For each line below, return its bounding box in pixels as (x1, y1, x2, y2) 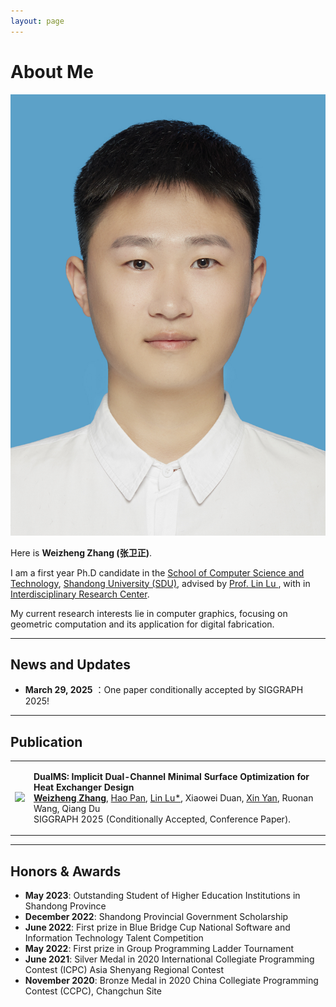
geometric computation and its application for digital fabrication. (10, 618, 275, 630)
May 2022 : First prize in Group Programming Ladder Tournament (24, 943, 295, 955)
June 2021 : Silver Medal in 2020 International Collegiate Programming (24, 953, 315, 965)
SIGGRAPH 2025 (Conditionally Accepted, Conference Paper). (33, 813, 292, 825)
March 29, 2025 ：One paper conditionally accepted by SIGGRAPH (24, 684, 304, 696)
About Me (10, 60, 94, 83)
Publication (10, 733, 83, 750)
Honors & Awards (10, 863, 122, 880)
